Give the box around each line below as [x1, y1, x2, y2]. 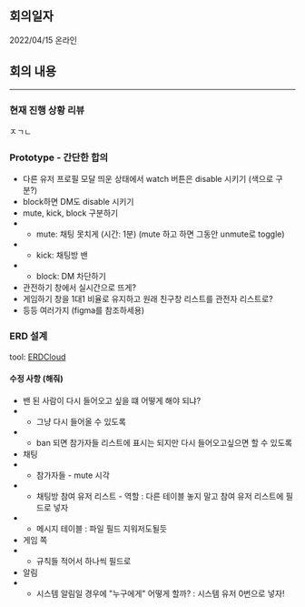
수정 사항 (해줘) [9, 373, 64, 384]
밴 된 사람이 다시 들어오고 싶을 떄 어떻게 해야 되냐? [22, 395, 202, 406]
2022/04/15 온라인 [9, 35, 77, 46]
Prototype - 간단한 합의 [9, 151, 109, 164]
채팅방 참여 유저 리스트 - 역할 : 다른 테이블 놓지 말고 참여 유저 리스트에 [35, 491, 284, 501]
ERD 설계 [9, 330, 48, 343]
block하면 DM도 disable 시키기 [22, 197, 134, 207]
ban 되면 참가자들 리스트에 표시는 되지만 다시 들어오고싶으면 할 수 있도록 [35, 437, 293, 448]
